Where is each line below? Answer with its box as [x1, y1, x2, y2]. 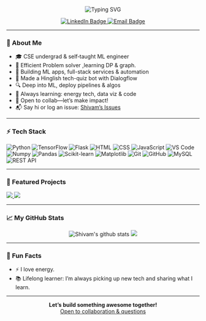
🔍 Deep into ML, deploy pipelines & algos [15, 81, 121, 89]
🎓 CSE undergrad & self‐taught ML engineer [15, 53, 129, 61]
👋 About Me [6, 39, 42, 47]
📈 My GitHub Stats [6, 213, 64, 222]
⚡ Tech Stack [6, 127, 46, 136]
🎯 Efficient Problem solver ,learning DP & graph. [15, 62, 136, 69]
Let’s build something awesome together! [48, 301, 158, 309]
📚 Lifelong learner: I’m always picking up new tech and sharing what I [15, 275, 193, 282]
